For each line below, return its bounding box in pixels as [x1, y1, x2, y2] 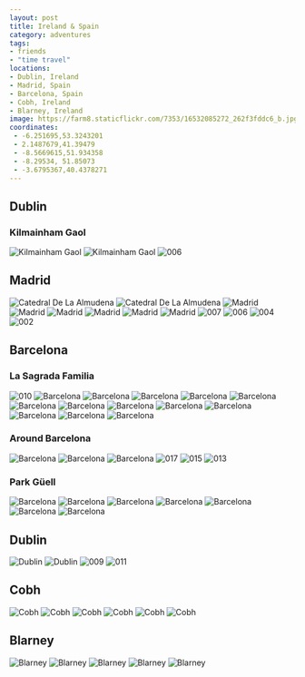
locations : [9, 64, 51, 74]
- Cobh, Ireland [9, 97, 71, 107]
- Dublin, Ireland [9, 73, 79, 82]
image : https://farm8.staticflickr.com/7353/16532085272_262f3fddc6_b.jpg [9, 114, 299, 123]
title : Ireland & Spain [9, 22, 100, 31]
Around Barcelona [9, 432, 92, 445]
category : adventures [9, 30, 92, 39]
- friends [9, 47, 47, 56]
